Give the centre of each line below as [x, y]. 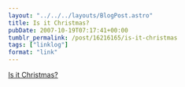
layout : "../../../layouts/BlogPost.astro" [81, 15]
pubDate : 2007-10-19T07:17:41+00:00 [68, 30]
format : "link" [33, 52]
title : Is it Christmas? [49, 23]
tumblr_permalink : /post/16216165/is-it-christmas [93, 38]
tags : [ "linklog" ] [38, 45]
